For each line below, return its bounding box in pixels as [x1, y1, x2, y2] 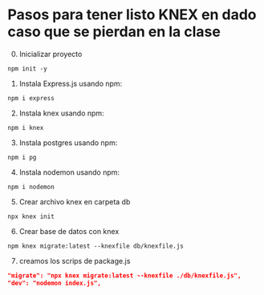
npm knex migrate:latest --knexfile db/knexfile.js [7, 242, 184, 250]
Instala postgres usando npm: [18, 138, 118, 147]
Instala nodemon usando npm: [18, 167, 120, 177]
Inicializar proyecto [18, 49, 83, 59]
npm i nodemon [7, 183, 55, 191]
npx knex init [7, 212, 55, 220]
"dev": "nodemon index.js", [7, 279, 102, 287]
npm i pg [7, 153, 37, 161]
